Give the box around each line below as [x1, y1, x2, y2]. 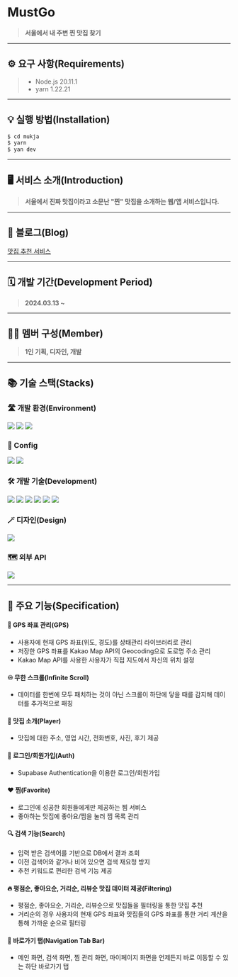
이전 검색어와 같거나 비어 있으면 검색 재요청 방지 [17, 857, 150, 866]
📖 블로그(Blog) [7, 227, 69, 239]
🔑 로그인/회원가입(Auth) [7, 751, 75, 759]
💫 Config [7, 441, 38, 451]
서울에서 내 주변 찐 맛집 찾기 [24, 28, 101, 37]
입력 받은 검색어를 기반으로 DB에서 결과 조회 [17, 848, 140, 857]
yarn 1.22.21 [35, 84, 71, 93]
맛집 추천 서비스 [7, 247, 52, 255]
